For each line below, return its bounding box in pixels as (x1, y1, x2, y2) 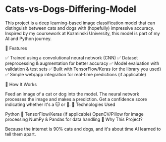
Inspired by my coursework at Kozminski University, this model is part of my (5, 30, 160, 36)
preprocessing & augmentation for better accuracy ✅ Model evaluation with (5, 60, 160, 66)
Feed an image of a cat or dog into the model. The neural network (5, 91, 140, 97)
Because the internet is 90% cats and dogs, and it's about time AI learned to (5, 126, 161, 132)
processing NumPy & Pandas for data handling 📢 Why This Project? (5, 116, 143, 122)
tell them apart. (5, 131, 36, 137)
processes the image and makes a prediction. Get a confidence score (5, 96, 147, 102)
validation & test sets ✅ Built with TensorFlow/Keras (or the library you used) (5, 66, 162, 72)
